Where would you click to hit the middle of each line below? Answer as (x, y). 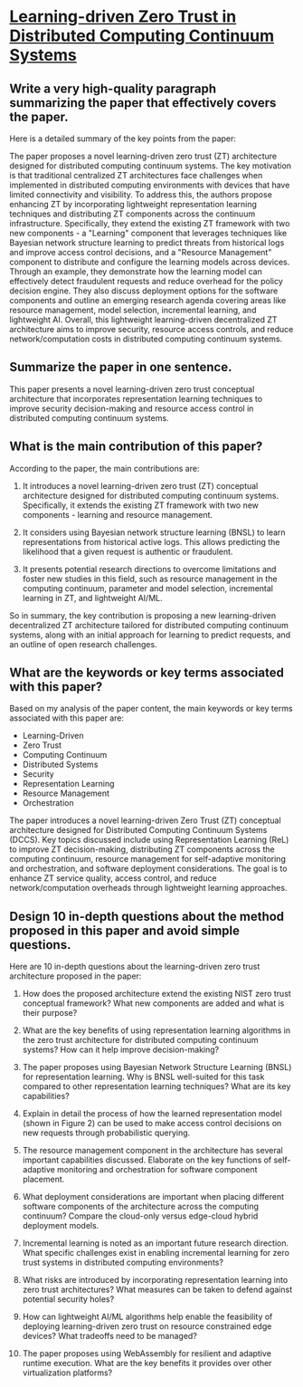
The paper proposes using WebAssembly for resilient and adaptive (147, 1354)
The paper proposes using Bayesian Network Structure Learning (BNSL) (157, 1067)
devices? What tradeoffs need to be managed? (109, 1336)
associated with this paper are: (67, 718)
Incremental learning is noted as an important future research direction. (156, 1243)
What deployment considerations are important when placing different (153, 1197)
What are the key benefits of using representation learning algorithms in (156, 1030)
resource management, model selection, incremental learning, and (133, 310)
